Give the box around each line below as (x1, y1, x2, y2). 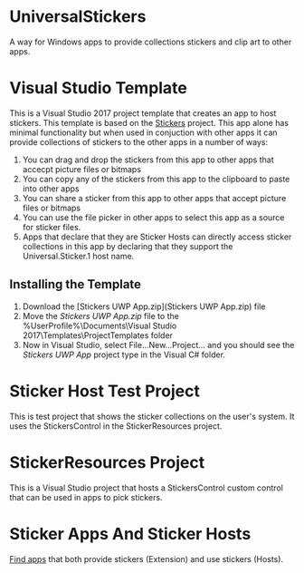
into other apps (22, 183, 80, 194)
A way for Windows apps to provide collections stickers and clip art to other (9, 36, 292, 47)
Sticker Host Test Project (9, 381, 201, 401)
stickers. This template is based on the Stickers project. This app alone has (9, 117, 290, 128)
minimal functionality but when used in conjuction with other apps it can (9, 127, 278, 138)
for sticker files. (22, 221, 81, 232)
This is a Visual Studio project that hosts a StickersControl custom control (9, 482, 283, 493)
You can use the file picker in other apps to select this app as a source (22, 211, 285, 223)
